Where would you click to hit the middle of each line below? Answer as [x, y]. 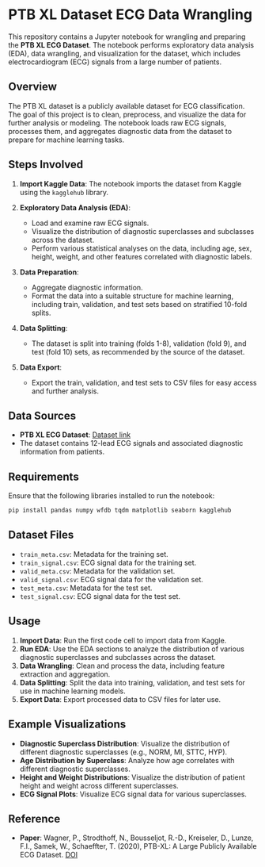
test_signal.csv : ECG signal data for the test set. [100, 596]
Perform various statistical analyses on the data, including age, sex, [142, 248]
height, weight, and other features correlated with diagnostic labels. [142, 256]
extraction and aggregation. [65, 674]
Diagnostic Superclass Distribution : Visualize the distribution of [125, 743]
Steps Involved [46, 165]
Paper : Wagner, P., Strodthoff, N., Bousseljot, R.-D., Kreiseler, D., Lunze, [136, 838]
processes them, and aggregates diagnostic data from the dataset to [120, 131]
